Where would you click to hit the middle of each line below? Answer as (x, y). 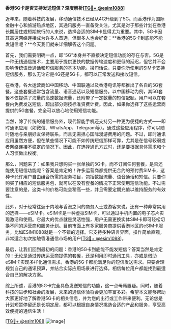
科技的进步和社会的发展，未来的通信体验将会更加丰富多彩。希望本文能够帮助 (85, 292)
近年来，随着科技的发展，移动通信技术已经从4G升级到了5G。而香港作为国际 (85, 19)
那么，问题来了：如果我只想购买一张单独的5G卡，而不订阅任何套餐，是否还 (84, 164)
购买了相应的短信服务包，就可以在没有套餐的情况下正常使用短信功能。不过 (83, 183)
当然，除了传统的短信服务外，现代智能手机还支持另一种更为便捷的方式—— (83, 121)
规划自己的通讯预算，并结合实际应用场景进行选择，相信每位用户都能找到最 (83, 268)
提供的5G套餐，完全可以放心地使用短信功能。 (53, 111)
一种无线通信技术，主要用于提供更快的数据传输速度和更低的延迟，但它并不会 (85, 61)
